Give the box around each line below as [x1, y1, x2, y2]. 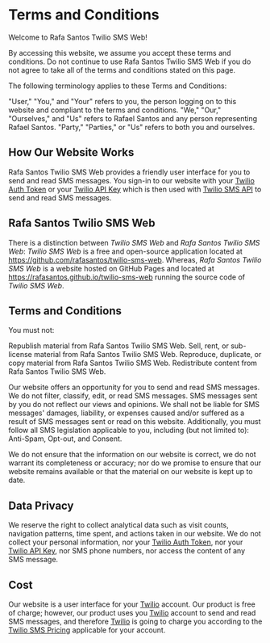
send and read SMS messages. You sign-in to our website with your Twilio [8, 175, 255, 185]
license [8, 350, 32, 359]
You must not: [8, 326, 55, 335]
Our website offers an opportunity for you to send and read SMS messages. [8, 382, 260, 393]
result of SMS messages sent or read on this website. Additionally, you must [8, 417, 261, 427]
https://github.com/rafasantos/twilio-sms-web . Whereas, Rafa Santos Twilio [8, 254, 262, 264]
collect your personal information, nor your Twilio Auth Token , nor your [8, 537, 243, 547]
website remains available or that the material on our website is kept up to [8, 467, 253, 477]
